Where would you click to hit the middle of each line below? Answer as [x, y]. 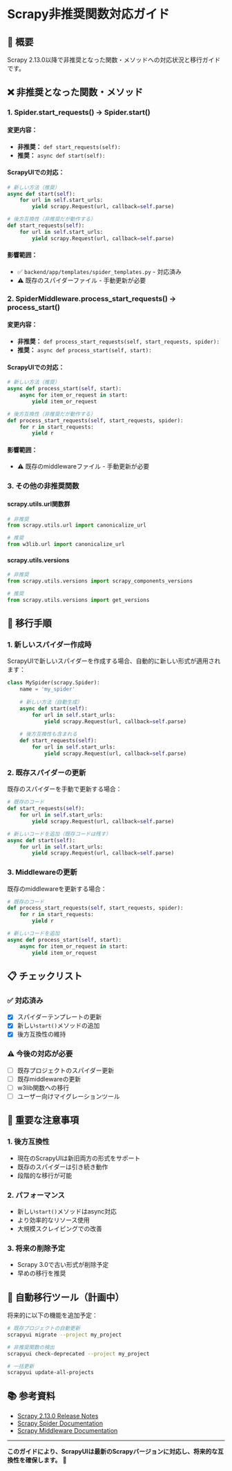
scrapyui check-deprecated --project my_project [78, 1353]
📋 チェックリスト [45, 976]
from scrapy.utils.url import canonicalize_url [77, 526]
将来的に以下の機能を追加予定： [52, 1315]
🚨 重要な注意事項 [43, 1121]
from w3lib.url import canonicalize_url [66, 545]
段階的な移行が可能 [45, 1175]
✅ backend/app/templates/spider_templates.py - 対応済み [99, 271]
